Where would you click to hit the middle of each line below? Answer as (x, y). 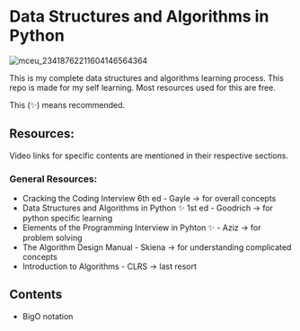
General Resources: (53, 179)
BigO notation (48, 316)
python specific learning (67, 219)
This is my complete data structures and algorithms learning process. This (147, 77)
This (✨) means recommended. (67, 104)
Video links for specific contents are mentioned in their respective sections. (149, 156)
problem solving (52, 238)
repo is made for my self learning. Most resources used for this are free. (143, 87)
